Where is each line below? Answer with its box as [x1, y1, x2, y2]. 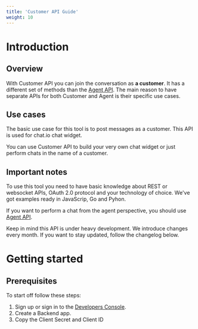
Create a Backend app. [14, 310, 72, 317]
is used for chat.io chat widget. [6, 132, 82, 139]
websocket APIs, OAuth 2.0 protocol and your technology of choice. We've [6, 189, 190, 196]
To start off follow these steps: [6, 292, 82, 299]
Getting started [6, 252, 83, 266]
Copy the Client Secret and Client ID [14, 316, 104, 323]
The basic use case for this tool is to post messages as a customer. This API [6, 125, 193, 133]
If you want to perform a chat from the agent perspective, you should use [6, 207, 187, 214]
